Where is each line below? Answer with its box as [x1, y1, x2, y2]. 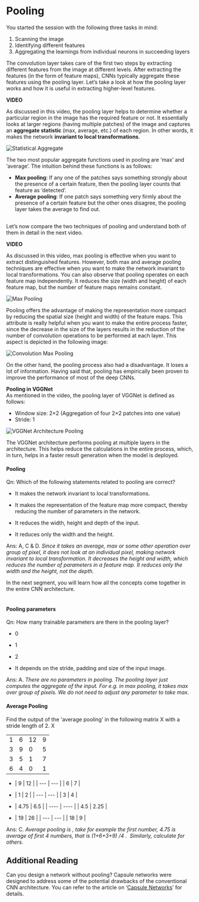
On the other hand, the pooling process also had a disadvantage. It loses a [6, 361, 188, 368]
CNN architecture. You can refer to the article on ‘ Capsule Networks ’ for [6, 884, 182, 891]
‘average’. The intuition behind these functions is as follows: [6, 162, 153, 169]
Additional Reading [6, 855, 78, 866]
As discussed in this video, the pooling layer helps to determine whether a [6, 108, 187, 115]
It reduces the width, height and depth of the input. [14, 519, 140, 527]
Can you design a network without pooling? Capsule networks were [6, 871, 172, 878]
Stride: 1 [14, 416, 35, 423]
